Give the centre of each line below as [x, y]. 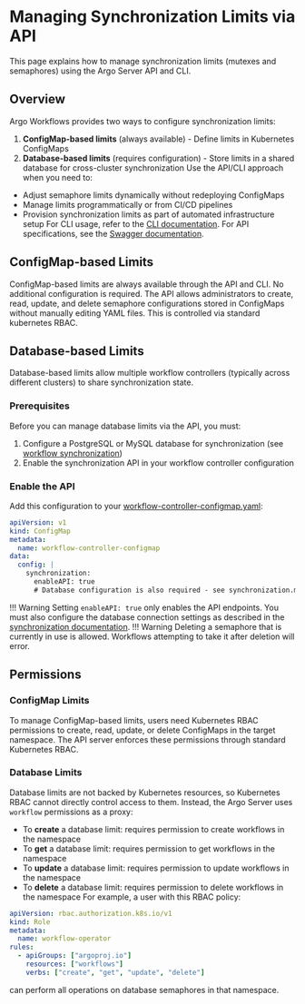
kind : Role [30, 922]
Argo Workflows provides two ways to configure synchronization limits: [143, 121]
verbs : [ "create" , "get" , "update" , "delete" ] [115, 972]
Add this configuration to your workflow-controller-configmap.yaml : [136, 506]
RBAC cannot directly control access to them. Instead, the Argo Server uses [151, 802]
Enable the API [42, 486]
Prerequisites [39, 406]
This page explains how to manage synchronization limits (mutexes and [143, 61]
